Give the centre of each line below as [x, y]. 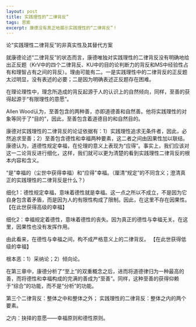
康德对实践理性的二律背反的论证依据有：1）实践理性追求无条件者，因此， [94, 131]
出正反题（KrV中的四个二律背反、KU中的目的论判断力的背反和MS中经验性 [95, 65]
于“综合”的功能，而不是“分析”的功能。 [52, 286]
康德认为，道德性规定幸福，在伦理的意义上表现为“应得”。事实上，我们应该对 [98, 146]
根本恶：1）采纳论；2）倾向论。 [45, 259]
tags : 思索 [18, 22]
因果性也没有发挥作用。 [44, 227]
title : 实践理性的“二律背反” [37, 17]
